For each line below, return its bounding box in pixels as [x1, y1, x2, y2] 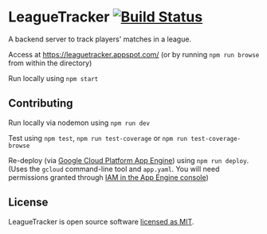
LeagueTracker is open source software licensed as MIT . [8, 216, 194, 226]
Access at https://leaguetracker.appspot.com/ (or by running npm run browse [8, 49, 260, 59]
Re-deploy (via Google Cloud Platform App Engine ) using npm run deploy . [8, 155, 249, 165]
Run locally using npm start [8, 73, 99, 83]
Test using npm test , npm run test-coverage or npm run [8, 133, 188, 142]
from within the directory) [8, 58, 92, 68]
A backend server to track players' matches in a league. [8, 34, 192, 44]
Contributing [8, 96, 73, 111]
